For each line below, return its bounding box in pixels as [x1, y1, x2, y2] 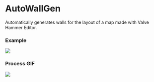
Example [5, 37, 27, 43]
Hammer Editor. [5, 24, 37, 30]
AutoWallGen [5, 3, 61, 14]
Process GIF [5, 60, 35, 67]
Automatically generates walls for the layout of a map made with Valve [5, 19, 149, 25]
